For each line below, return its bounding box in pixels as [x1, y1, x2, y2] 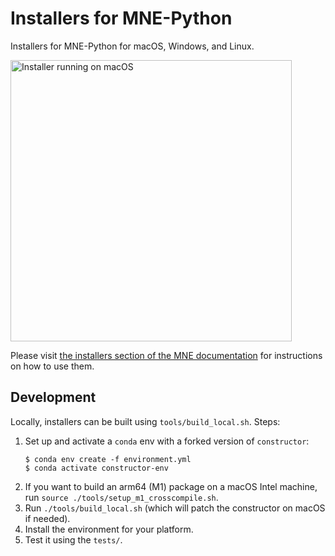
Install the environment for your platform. [24, 523, 194, 535]
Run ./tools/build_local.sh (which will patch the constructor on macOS [24, 502, 326, 514]
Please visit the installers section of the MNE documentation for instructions [10, 349, 323, 361]
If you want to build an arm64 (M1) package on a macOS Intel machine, [24, 480, 318, 492]
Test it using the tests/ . [24, 533, 123, 546]
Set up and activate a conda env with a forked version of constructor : [24, 435, 310, 447]
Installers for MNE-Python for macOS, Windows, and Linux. [10, 40, 255, 52]
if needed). [24, 512, 71, 524]
